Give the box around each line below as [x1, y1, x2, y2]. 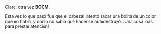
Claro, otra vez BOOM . [5, 4, 50, 10]
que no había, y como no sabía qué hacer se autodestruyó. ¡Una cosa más [5, 19, 153, 24]
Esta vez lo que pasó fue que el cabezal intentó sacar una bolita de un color [5, 13, 156, 19]
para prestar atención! [5, 23, 49, 29]
